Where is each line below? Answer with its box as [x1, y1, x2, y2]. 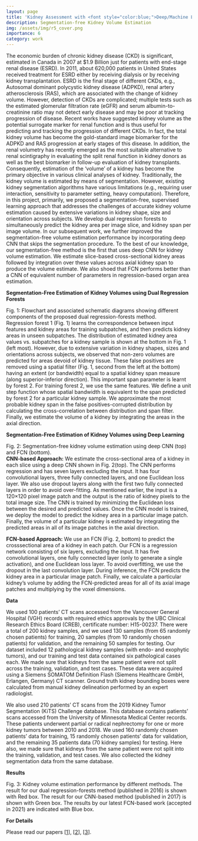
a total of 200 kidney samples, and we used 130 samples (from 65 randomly [6, 628, 190, 634]
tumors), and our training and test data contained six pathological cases [6, 652, 181, 659]
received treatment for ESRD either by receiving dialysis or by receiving [6, 71, 180, 78]
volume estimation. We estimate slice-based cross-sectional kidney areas [6, 253, 186, 259]
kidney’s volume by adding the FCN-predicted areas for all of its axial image [6, 579, 190, 586]
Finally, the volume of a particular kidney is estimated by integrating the [6, 518, 180, 525]
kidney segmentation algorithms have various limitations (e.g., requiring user [6, 184, 192, 190]
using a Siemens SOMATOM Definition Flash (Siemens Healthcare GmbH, [6, 671, 184, 678]
